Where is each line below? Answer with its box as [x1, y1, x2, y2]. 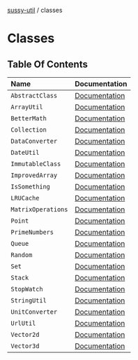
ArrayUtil [10, 103, 43, 111]
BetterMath [10, 115, 47, 122]
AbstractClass [10, 92, 58, 99]
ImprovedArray [10, 172, 58, 179]
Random [10, 251, 33, 258]
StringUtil [10, 297, 47, 304]
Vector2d [10, 331, 40, 338]
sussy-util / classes [7, 6, 63, 14]
